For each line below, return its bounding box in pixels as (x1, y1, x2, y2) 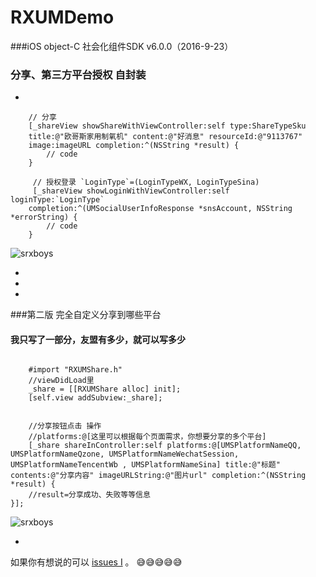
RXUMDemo (10, 6, 115, 29)
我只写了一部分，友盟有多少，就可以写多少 (10, 333, 186, 345)
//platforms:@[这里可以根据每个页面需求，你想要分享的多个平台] (28, 432, 267, 442)
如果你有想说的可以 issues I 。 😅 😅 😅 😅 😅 (10, 556, 183, 568)
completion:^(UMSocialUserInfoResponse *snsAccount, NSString (28, 204, 293, 214)
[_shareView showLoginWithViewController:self (32, 186, 230, 196)
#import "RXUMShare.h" (28, 365, 123, 375)
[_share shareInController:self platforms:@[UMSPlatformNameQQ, (28, 441, 302, 451)
